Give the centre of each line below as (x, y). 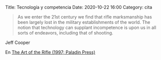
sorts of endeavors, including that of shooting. (65, 33)
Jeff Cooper (18, 42)
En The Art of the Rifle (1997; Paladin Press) (50, 52)
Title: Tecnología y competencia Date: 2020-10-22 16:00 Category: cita (79, 7)
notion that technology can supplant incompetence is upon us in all (87, 27)
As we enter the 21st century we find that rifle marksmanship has (85, 17)
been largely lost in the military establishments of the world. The (84, 22)
